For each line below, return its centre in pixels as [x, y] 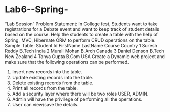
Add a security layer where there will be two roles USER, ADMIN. [80, 94]
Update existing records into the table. [52, 77]
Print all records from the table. [45, 88]
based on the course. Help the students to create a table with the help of [81, 34]
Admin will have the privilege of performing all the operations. [77, 99]
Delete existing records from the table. [53, 83]
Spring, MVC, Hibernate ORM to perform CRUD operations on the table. [80, 40]
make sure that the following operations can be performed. [67, 62]
